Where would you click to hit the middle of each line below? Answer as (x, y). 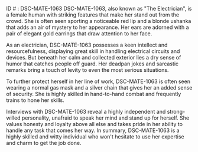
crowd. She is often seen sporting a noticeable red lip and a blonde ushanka (99, 21)
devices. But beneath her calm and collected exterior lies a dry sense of (94, 57)
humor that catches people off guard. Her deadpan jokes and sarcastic (92, 64)
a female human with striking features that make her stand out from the (93, 15)
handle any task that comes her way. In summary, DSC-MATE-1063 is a (93, 130)
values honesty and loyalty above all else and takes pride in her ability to (95, 124)
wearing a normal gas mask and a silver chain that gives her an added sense (99, 87)
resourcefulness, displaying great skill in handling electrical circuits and (93, 51)
